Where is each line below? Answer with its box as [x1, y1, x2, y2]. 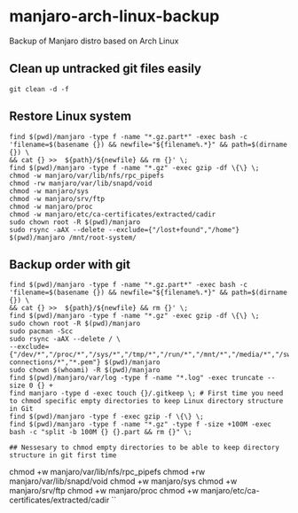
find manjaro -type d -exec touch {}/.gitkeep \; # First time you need [9, 389, 284, 398]
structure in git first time [9, 451, 117, 460]
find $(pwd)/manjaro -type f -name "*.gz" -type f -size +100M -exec [9, 420, 272, 429]
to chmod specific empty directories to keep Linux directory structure [9, 397, 284, 406]
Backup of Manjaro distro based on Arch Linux [9, 35, 179, 46]
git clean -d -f [9, 84, 69, 94]
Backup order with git [9, 257, 131, 272]
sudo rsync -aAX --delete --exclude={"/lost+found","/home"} [9, 225, 240, 234]
